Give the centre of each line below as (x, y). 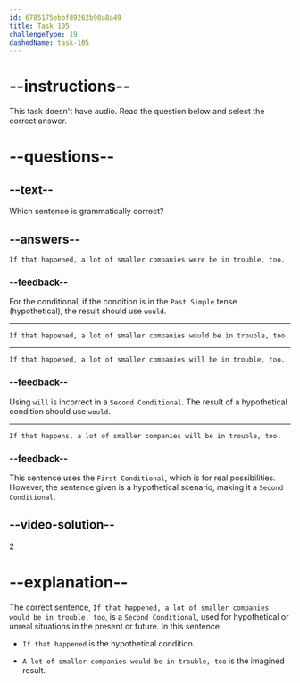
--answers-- (45, 239)
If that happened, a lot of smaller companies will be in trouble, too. (147, 360)
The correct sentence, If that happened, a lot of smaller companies (139, 607)
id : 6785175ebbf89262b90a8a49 (66, 17)
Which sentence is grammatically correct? (87, 212)
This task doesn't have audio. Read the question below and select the (137, 112)
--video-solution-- (62, 525)
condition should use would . (60, 411)
